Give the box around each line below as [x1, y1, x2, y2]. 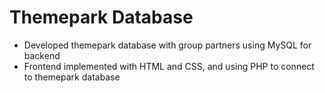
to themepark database [23, 71, 121, 83]
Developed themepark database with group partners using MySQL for [23, 39, 312, 51]
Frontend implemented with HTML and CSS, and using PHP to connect [23, 60, 315, 72]
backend [23, 49, 61, 61]
